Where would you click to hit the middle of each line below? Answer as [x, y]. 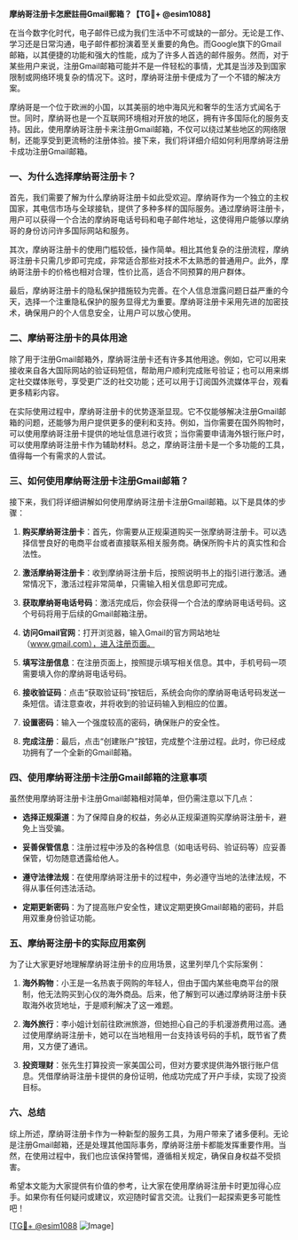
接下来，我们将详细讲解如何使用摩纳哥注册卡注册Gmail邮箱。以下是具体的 [144, 501]
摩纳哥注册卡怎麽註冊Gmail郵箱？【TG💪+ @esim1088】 [112, 14]
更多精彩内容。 [36, 392]
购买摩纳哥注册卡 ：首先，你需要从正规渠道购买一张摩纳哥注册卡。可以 [150, 531]
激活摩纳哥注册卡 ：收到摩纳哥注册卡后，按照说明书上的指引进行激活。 [150, 572]
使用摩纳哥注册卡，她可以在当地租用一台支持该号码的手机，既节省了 [154, 1035]
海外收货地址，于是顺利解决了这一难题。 [104, 1005]
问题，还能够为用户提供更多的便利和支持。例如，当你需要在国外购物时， [157, 422]
